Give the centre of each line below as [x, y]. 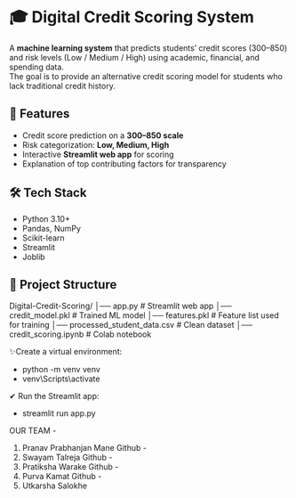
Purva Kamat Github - [62, 477]
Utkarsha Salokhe [54, 486]
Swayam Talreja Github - [67, 457]
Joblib [34, 257]
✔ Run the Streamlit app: [54, 396]
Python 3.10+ [46, 218]
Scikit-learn [43, 238]
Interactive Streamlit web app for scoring [98, 154]
